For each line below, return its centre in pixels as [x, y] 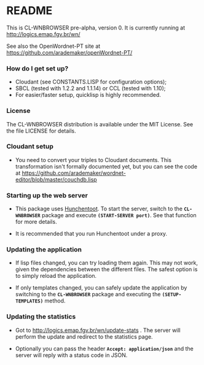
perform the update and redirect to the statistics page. [84, 336]
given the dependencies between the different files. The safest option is [106, 269]
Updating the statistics [41, 317]
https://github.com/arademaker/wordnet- [74, 173]
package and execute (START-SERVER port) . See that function [119, 215]
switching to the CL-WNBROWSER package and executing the [88, 294]
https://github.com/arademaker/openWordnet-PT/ [69, 52]
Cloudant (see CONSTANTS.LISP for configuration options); [91, 82]
